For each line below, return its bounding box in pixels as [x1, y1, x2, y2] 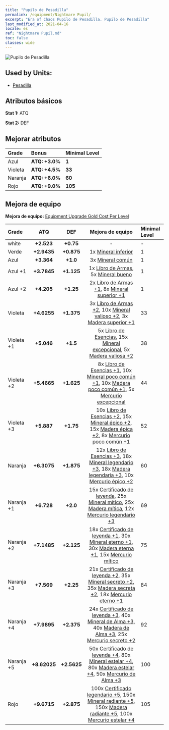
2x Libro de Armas [90, 279, 133, 286]
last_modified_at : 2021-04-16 [5, 21, 69, 27]
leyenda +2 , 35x [92, 572, 131, 579]
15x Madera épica [90, 426, 133, 432]
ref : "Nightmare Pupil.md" [5, 31, 62, 36]
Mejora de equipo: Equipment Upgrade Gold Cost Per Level [5, 213, 129, 219]
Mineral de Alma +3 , [87, 618, 135, 625]
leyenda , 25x [96, 493, 127, 499]
